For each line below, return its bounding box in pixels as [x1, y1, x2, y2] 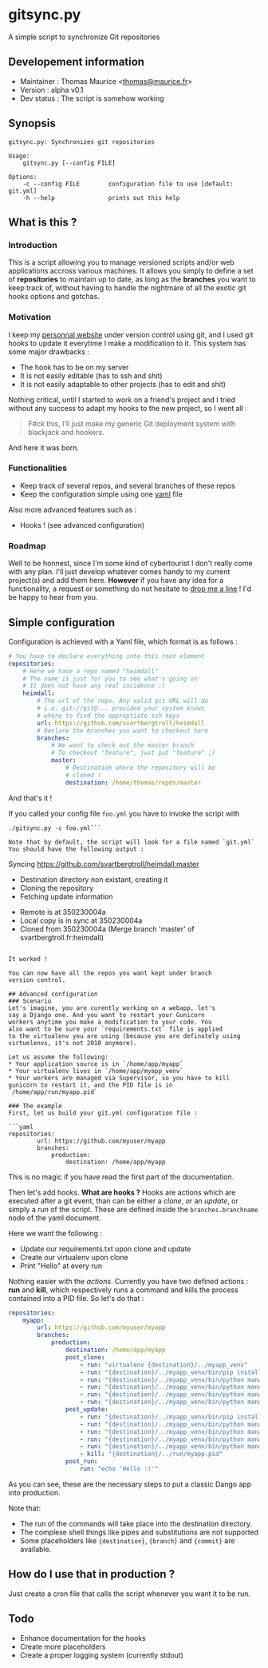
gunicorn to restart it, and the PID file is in [8, 1081, 173, 1089]
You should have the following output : [8, 845, 145, 853]
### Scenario [8, 997, 52, 1005]
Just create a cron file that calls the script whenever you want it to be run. [8, 1589, 251, 1598]
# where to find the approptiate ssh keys [37, 712, 180, 720]
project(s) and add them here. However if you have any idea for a [8, 576, 224, 585]
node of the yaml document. [8, 1213, 101, 1223]
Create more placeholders [19, 1642, 106, 1651]
